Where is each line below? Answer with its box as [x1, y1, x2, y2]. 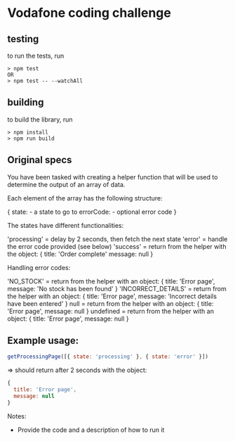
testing [7, 33, 39, 45]
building [7, 96, 44, 108]
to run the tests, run [7, 51, 65, 60]
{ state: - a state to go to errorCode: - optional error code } [7, 207, 177, 216]
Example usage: [7, 335, 79, 347]
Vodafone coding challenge [7, 5, 172, 21]
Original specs [7, 154, 72, 166]
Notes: [7, 411, 27, 420]
